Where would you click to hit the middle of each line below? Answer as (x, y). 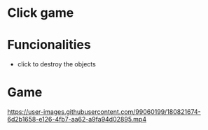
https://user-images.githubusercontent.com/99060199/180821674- (104, 112)
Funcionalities (49, 45)
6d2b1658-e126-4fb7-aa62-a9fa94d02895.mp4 (77, 120)
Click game (41, 13)
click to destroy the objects (56, 64)
